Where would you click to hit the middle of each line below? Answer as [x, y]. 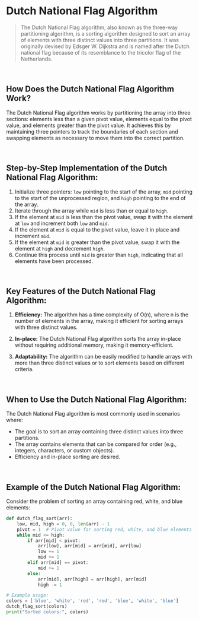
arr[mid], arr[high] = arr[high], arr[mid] [92, 579]
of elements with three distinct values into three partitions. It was [100, 40]
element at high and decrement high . [60, 248]
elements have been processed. [54, 261]
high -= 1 [50, 585]
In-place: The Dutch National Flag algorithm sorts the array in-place [98, 339]
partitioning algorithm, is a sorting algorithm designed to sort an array [105, 33]
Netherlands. [36, 59]
